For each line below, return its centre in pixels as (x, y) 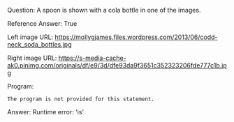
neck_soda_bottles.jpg (39, 44)
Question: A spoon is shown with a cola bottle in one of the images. (104, 10)
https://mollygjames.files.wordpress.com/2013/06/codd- (136, 37)
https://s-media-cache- (93, 58)
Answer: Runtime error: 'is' (46, 112)
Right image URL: (32, 58)
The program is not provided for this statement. (81, 99)
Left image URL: (30, 37)
